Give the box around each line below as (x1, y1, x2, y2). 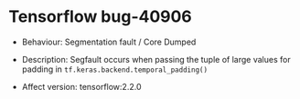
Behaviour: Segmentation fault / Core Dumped (21, 36, 197, 47)
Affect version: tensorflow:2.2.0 (21, 81, 142, 92)
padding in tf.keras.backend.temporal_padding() (21, 64, 208, 74)
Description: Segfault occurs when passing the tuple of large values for (21, 54, 291, 64)
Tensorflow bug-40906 (8, 6, 193, 27)
